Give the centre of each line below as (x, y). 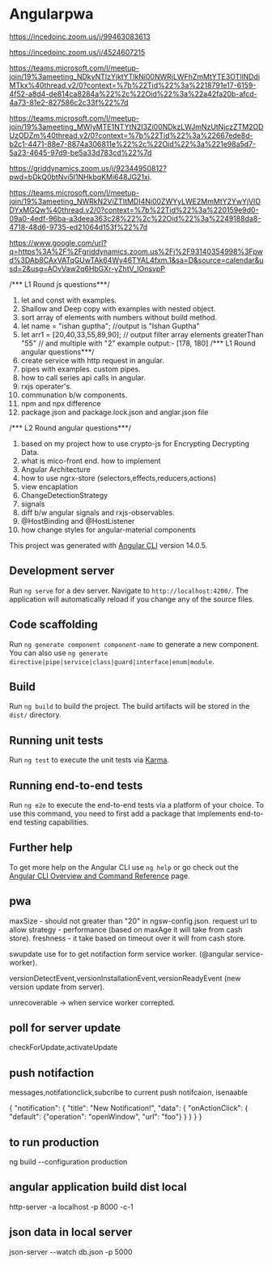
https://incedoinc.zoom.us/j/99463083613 (80, 36)
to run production (54, 1142)
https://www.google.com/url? (58, 242)
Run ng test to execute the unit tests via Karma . (89, 760)
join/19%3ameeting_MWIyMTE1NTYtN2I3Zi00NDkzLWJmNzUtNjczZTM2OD (136, 126)
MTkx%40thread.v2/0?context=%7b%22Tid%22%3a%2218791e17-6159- (133, 85)
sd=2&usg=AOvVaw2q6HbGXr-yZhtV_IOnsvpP (87, 268)
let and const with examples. (68, 300)
